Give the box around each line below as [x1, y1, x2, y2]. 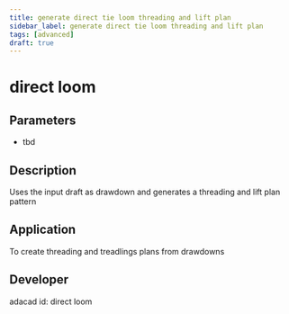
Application [9, 222, 77, 238]
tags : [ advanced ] [9, 30, 75, 39]
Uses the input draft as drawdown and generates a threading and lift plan [9, 186, 281, 198]
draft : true [9, 38, 54, 48]
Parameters [9, 112, 77, 128]
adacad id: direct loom [9, 296, 93, 307]
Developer [9, 272, 69, 288]
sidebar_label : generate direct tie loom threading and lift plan [9, 22, 264, 31]
